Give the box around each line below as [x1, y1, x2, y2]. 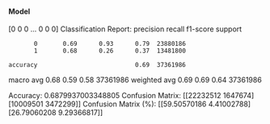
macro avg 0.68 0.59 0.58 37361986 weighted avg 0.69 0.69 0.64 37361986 [8, 75, 263, 85]
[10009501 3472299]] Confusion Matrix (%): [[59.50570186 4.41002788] [8, 99, 251, 109]
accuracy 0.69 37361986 [8, 61, 186, 69]
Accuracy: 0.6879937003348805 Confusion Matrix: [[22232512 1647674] [8, 91, 255, 101]
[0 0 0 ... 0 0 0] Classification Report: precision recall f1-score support [8, 24, 243, 34]
